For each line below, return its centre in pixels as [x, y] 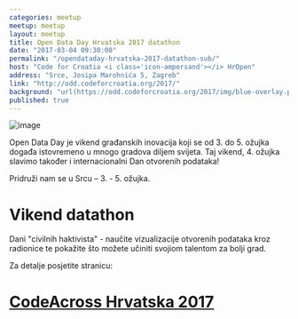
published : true [39, 100]
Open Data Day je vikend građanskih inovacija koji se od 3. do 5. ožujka [139, 142]
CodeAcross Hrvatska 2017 [112, 302]
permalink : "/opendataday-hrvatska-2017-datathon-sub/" [114, 59]
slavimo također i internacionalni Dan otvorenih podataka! [114, 162]
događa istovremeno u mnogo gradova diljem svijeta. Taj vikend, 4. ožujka [145, 152]
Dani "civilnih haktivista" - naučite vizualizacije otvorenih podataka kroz [140, 239]
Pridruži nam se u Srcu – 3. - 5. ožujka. [80, 179]
